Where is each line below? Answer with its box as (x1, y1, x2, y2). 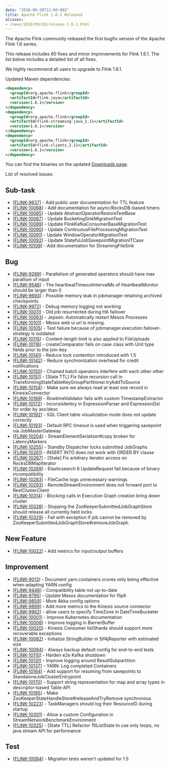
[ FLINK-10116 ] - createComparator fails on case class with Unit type (12, 342, 154, 347)
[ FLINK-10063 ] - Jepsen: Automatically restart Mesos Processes (12, 314, 148, 320)
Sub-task (5, 186, 36, 194)
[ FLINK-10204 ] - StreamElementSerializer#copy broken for (12, 433, 135, 439)
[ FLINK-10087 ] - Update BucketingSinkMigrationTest (12, 216, 123, 222)
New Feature (5, 534, 47, 543)
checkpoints (12, 298, 39, 304)
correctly (12, 417, 32, 423)
